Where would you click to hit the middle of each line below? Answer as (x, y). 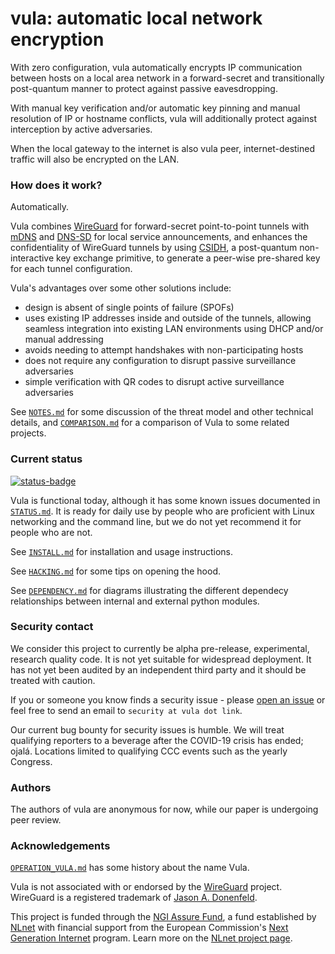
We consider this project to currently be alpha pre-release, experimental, (160, 648)
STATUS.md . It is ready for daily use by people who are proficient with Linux (162, 511)
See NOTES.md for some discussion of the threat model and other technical (162, 412)
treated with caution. (53, 680)
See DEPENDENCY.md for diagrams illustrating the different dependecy (149, 590)
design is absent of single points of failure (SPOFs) (129, 308)
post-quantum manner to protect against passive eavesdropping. (144, 88)
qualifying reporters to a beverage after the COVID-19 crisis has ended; (157, 740)
